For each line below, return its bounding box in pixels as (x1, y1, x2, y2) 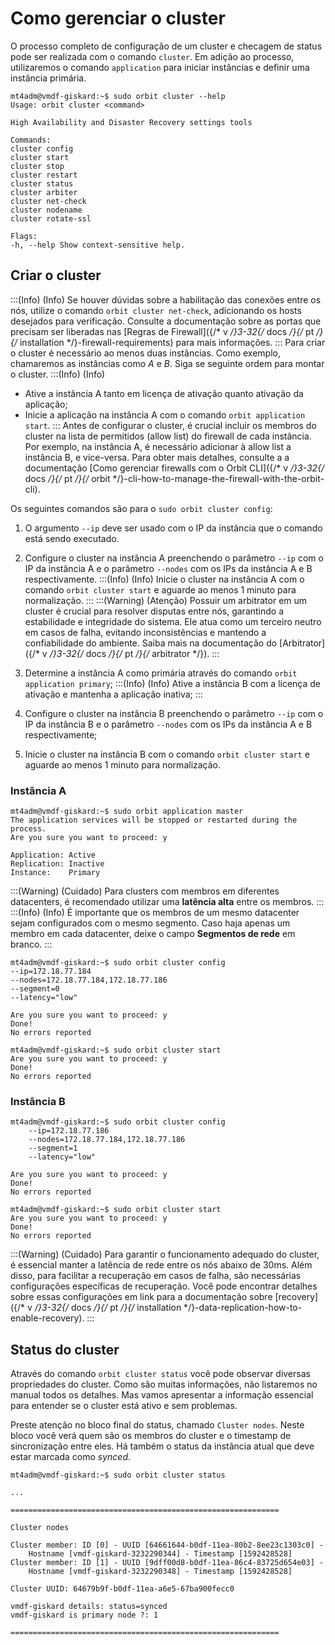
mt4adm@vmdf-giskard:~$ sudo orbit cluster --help (10, 91, 226, 101)
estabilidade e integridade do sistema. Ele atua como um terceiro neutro (24, 615, 322, 627)
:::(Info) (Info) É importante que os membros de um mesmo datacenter (10, 907, 300, 919)
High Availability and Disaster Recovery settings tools (10, 117, 253, 127)
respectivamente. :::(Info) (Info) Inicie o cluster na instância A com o (24, 573, 305, 585)
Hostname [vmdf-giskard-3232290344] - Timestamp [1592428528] (28, 1549, 293, 1559)
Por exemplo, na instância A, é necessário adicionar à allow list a (24, 440, 292, 452)
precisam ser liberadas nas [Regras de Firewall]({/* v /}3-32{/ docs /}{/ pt (10, 325, 315, 337)
